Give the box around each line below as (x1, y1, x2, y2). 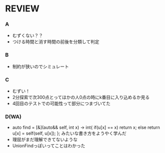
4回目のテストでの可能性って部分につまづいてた (12, 100, 110, 107)
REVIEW (5, 3, 40, 14)
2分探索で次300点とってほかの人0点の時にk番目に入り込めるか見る (12, 94, 150, 100)
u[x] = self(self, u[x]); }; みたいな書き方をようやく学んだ (12, 130, 127, 137)
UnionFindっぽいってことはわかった (12, 143, 86, 149)
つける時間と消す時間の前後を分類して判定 (12, 39, 100, 45)
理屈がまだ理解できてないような (12, 137, 78, 143)
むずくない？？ (12, 33, 43, 39)
